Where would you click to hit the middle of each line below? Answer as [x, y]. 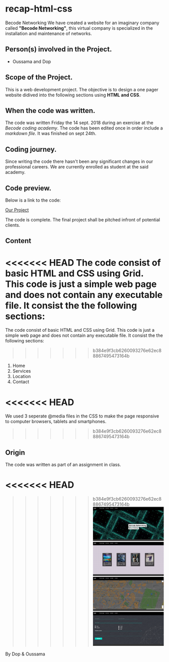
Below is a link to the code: [33, 200]
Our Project [17, 210]
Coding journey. [31, 149]
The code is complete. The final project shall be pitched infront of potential [82, 220]
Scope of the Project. [39, 77]
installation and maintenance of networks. [49, 33]
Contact [21, 382]
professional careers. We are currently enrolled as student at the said [77, 167]
